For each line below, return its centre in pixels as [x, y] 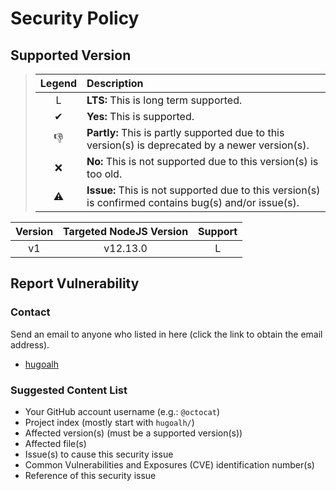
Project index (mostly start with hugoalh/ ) [109, 422]
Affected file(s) [55, 443]
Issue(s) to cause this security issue [99, 454]
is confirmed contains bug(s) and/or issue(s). [193, 202]
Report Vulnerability [75, 283]
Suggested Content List [69, 390]
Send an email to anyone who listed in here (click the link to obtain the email [166, 334]
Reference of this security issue [90, 475]
